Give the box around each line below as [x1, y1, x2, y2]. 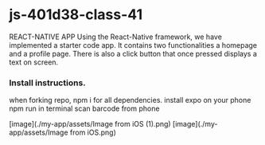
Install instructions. [9, 77, 86, 88]
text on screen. [9, 57, 59, 67]
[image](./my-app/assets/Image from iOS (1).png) [9, 120, 171, 129]
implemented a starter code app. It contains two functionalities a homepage [9, 40, 258, 49]
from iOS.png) [69, 127, 116, 137]
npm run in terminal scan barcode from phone [9, 104, 160, 113]
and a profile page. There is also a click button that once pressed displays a [9, 49, 258, 58]
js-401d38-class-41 [9, 6, 143, 24]
